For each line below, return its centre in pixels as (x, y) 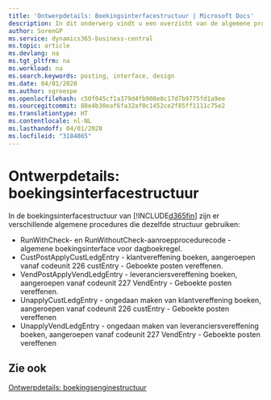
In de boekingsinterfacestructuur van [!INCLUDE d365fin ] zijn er (114, 216)
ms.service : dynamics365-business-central (81, 38)
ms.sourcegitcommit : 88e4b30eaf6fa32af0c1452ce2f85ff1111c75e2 (117, 106)
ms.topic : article (39, 46)
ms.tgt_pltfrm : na (39, 61)
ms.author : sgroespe (43, 91)
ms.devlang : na (34, 53)
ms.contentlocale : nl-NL (50, 121)
